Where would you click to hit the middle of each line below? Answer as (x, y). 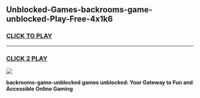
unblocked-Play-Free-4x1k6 (60, 19)
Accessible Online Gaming (40, 88)
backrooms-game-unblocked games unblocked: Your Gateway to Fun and (100, 82)
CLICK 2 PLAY (27, 58)
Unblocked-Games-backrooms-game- (79, 10)
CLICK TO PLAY (29, 36)
